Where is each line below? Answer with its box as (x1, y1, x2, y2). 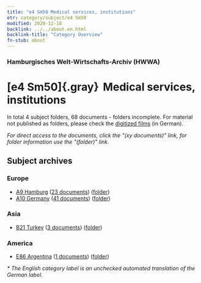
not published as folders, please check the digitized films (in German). (7, 120, 184, 127)
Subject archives (7, 156, 73, 166)
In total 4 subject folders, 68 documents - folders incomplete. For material (7, 113, 193, 120)
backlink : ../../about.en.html (7, 26, 87, 32)
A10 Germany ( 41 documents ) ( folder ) (15, 194, 111, 202)
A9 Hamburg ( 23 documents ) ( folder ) (15, 188, 110, 196)
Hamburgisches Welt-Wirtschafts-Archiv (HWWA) (7, 57, 161, 66)
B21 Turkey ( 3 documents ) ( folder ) (15, 224, 103, 231)
